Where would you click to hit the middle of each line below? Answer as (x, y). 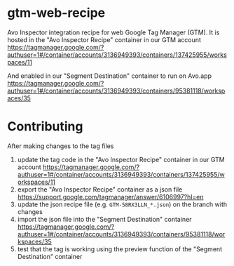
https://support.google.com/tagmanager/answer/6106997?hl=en (110, 197)
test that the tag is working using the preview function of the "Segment (120, 249)
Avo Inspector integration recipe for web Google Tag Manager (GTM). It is (113, 32)
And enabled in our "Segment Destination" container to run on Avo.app (110, 76)
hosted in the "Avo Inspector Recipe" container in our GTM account (104, 39)
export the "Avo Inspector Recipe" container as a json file (100, 189)
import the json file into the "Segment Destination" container (104, 219)
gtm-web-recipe (56, 13)
